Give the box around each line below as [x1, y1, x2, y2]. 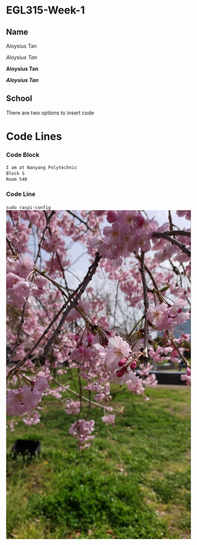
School [6, 93, 32, 103]
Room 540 [6, 177, 28, 183]
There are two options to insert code [6, 109, 94, 116]
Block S [6, 171, 25, 177]
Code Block [6, 150, 40, 159]
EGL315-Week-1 [6, 4, 85, 17]
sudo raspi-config [6, 204, 51, 210]
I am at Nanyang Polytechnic [6, 165, 77, 171]
